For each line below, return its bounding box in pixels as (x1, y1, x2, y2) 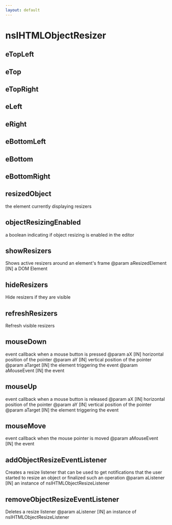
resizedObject (5, 189, 52, 198)
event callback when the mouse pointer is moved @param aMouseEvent (5, 435, 158, 441)
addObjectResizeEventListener (5, 455, 107, 464)
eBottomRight (5, 172, 50, 181)
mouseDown (5, 337, 47, 346)
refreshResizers (5, 309, 58, 318)
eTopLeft (5, 50, 34, 59)
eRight (5, 120, 27, 128)
